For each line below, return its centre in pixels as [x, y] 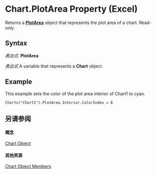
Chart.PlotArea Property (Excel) [71, 9]
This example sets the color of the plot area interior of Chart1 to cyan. [75, 94]
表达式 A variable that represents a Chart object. [54, 66]
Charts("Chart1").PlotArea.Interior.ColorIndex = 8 [59, 102]
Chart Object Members [28, 166]
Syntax [16, 43]
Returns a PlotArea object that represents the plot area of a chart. [72, 23]
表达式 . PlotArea [22, 55]
